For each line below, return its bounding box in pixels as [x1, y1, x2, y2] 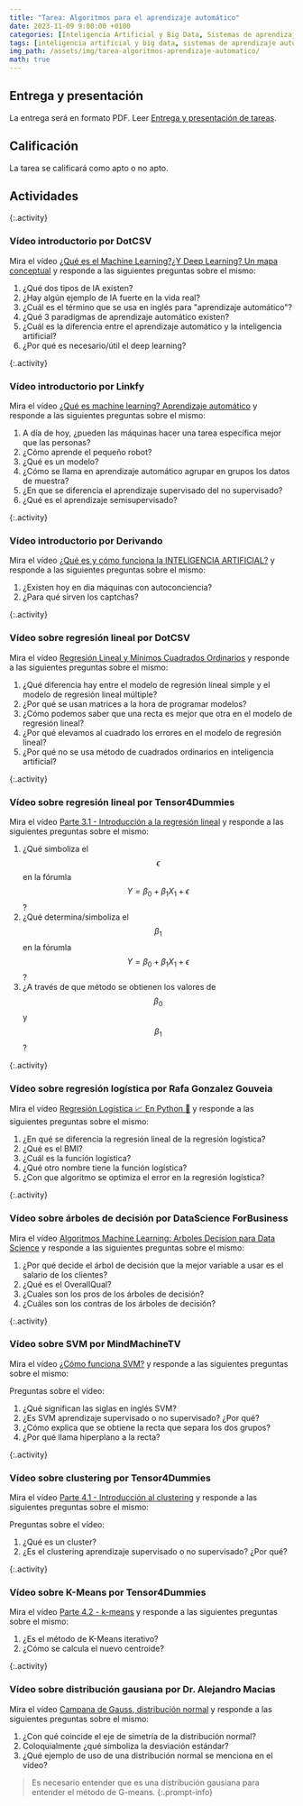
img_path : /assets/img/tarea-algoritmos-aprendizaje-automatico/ [9, 47, 260, 56]
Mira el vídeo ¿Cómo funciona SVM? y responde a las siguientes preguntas [9, 1358, 289, 1369]
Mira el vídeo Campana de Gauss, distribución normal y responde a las [9, 1703, 272, 1714]
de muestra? [22, 475, 69, 487]
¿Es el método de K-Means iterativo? [22, 1634, 160, 1645]
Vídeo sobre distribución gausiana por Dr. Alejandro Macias [9, 1683, 277, 1696]
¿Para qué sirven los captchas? [22, 591, 139, 602]
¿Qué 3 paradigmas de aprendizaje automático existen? [22, 311, 230, 322]
